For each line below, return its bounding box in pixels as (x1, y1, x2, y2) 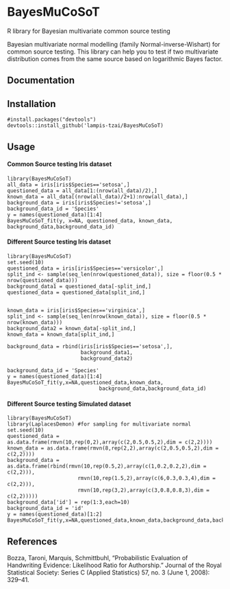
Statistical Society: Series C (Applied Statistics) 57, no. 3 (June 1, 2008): (7, 568, 210, 577)
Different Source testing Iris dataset (7, 238, 112, 246)
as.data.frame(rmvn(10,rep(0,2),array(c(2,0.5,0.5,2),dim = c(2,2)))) (7, 439, 213, 446)
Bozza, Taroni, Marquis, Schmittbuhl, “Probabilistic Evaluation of (7, 553, 188, 562)
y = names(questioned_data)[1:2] (7, 511, 103, 518)
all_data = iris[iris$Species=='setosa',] (7, 181, 130, 188)
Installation (7, 97, 56, 110)
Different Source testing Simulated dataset (7, 400, 131, 408)
